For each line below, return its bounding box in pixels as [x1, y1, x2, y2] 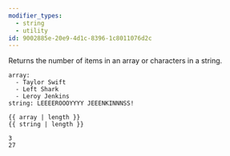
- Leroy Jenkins [15, 93, 70, 101]
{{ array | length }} [8, 114, 81, 122]
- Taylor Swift [15, 78, 67, 86]
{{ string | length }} [8, 121, 84, 129]
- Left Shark [15, 86, 59, 94]
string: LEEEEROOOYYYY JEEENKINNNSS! [8, 99, 135, 108]
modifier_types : [8, 11, 63, 20]
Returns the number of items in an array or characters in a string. [8, 56, 223, 66]
